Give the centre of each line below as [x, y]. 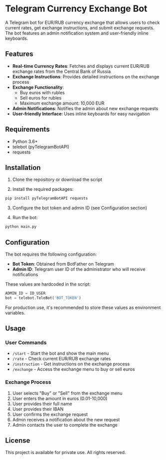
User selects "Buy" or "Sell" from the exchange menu [67, 393]
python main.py [21, 227]
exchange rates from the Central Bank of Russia [62, 71]
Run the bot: [25, 218]
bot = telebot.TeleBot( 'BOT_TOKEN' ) [43, 298]
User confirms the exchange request [50, 414]
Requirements [27, 129]
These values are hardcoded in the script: [48, 284]
